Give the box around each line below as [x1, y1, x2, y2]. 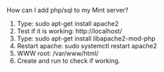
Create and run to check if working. [16, 57, 121, 65]
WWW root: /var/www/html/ [16, 49, 99, 57]
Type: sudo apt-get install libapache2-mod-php [16, 34, 156, 43]
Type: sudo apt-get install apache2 [16, 20, 119, 27]
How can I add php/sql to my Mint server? [6, 6, 129, 14]
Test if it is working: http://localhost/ [16, 27, 122, 35]
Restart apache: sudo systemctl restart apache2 [16, 42, 158, 50]
